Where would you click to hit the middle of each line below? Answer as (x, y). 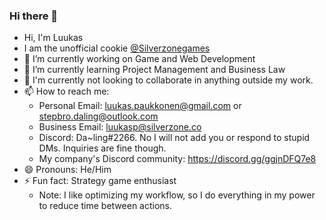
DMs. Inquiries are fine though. (102, 148)
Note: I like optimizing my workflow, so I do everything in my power (177, 195)
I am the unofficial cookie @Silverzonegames (117, 48)
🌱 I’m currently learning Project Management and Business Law (154, 70)
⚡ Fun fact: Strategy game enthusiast (100, 181)
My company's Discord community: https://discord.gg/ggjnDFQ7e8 (177, 159)
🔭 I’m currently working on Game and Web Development (139, 59)
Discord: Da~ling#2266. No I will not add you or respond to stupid (174, 138)
